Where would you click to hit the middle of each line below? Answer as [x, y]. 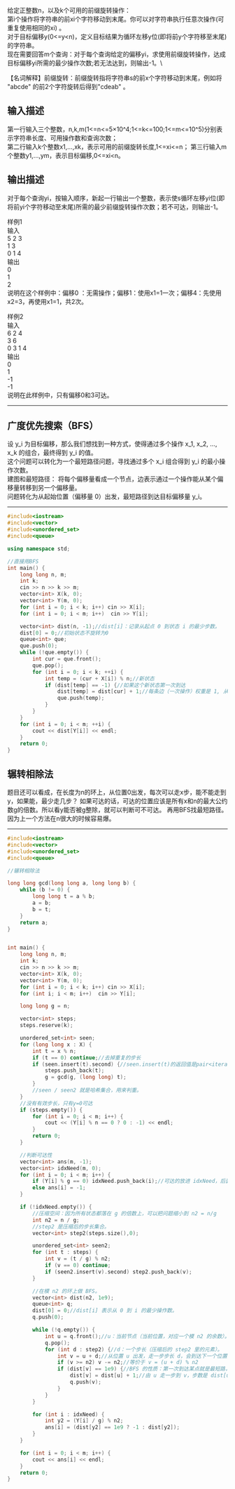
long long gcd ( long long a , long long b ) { [72, 883]
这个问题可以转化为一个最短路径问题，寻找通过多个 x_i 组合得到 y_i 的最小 [113, 461]
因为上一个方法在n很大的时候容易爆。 [61, 819]
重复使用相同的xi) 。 [36, 28]
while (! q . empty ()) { [64, 1330]
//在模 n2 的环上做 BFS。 [66, 1291]
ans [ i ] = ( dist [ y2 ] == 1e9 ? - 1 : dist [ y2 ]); [112, 1427]
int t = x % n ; [55, 1051]
